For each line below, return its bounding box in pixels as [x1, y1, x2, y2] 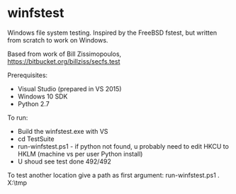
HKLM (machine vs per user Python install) [17, 149, 143, 158]
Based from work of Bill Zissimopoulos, [7, 50, 122, 58]
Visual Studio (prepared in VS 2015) [17, 84, 122, 93]
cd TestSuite [17, 135, 55, 143]
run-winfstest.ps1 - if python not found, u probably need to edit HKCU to [17, 142, 229, 150]
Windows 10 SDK [17, 92, 68, 101]
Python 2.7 [17, 99, 50, 108]
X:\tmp [7, 178, 27, 187]
